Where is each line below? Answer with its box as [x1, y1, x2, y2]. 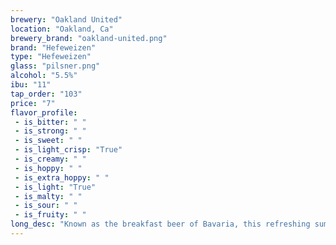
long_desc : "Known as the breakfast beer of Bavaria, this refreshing [10, 219, 311, 230]
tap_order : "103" [10, 89, 83, 99]
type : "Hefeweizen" [10, 52, 92, 62]
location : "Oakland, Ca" [10, 24, 114, 34]
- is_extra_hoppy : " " [14, 172, 110, 183]
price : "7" [10, 98, 56, 108]
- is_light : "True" [14, 182, 97, 192]
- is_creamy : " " [14, 154, 87, 164]
